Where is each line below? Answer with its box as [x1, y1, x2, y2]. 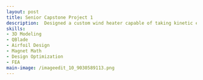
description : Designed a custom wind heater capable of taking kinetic [6, 20, 193, 26]
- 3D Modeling [6, 31, 42, 37]
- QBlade [6, 37, 28, 43]
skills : [6, 25, 26, 32]
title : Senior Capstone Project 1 [6, 14, 94, 20]
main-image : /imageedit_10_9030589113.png [6, 64, 115, 71]
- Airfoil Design [6, 43, 50, 49]
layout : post [6, 8, 39, 15]
